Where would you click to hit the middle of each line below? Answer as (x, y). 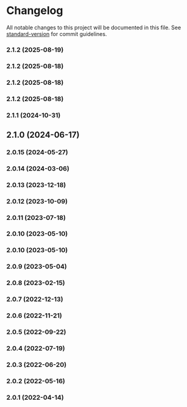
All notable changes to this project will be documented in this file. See (94, 27)
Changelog (35, 11)
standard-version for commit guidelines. (57, 34)
